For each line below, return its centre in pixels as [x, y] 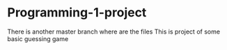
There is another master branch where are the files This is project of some [114, 32]
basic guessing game [38, 38]
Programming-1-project [77, 13]
